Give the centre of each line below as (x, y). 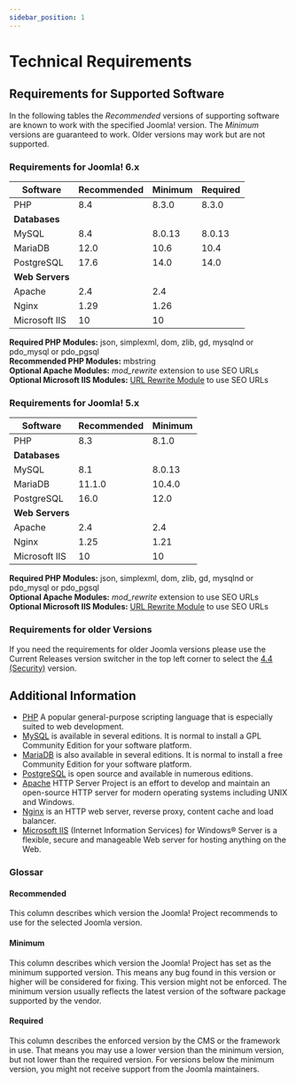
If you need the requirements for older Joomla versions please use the (137, 649)
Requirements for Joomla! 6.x (74, 167)
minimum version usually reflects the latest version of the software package (148, 991)
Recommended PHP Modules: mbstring (83, 361)
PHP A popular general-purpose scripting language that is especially (147, 717)
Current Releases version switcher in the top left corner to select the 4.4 (141, 658)
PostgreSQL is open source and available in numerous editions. (137, 774)
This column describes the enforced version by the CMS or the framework (145, 1040)
